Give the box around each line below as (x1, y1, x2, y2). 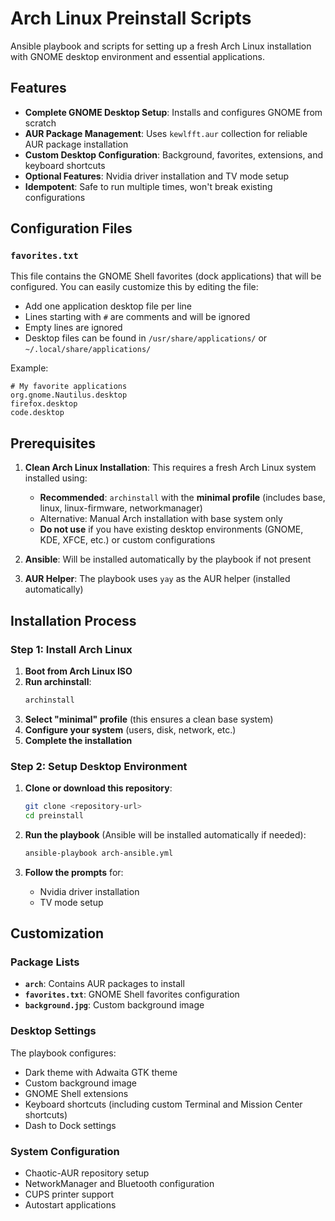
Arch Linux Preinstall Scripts (10, 7, 252, 30)
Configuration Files (10, 220, 133, 237)
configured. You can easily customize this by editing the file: (10, 281, 259, 293)
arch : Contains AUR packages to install (24, 978, 185, 990)
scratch (24, 117, 57, 129)
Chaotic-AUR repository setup (24, 1167, 150, 1179)
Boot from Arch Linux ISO (24, 665, 133, 677)
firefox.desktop (10, 399, 78, 409)
